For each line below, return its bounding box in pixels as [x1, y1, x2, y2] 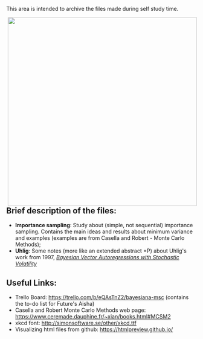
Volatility [14, 260, 37, 268]
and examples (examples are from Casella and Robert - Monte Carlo [14, 234, 185, 242]
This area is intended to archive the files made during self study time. [6, 5, 179, 12]
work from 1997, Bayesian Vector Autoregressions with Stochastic [14, 254, 179, 261]
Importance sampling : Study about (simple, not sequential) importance [14, 222, 193, 229]
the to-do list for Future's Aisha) [14, 300, 95, 308]
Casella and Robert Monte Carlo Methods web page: [14, 306, 146, 314]
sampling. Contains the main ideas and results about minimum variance [14, 228, 193, 235]
